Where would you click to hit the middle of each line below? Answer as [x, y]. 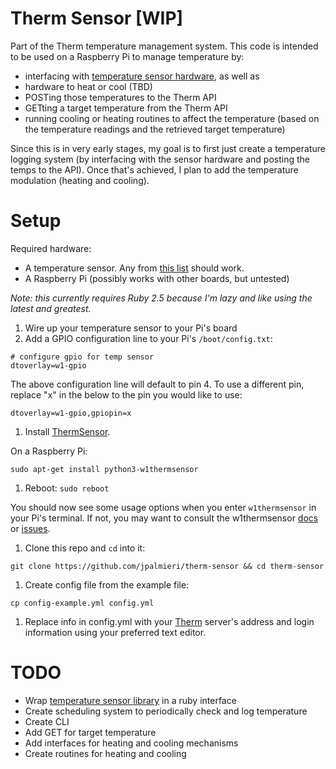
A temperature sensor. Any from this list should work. [134, 268]
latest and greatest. [51, 308]
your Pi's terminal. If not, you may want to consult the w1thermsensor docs [164, 518]
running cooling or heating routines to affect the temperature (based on [172, 118]
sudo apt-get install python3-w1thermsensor [104, 469]
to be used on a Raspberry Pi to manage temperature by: [127, 56]
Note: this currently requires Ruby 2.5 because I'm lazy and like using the [161, 298]
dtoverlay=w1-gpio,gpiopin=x [71, 413]
